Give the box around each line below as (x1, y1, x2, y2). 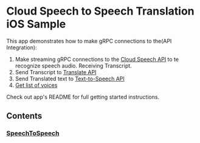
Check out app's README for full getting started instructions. (6, 93, 160, 100)
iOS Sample (6, 17, 66, 31)
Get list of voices (15, 81, 58, 89)
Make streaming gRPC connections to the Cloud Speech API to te (15, 55, 179, 63)
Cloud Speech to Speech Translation (6, 4, 195, 18)
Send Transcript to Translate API (15, 68, 97, 75)
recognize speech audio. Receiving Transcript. (15, 62, 132, 69)
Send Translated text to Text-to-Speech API (15, 75, 125, 82)
